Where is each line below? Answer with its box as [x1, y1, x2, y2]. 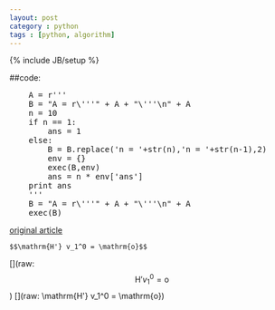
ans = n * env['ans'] [47, 171, 144, 182]
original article [9, 225, 63, 236]
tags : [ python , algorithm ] [9, 30, 116, 39]
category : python [9, 22, 79, 31]
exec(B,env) [47, 162, 101, 173]
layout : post [9, 13, 59, 23]
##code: [9, 73, 41, 83]
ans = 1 [47, 126, 81, 137]
